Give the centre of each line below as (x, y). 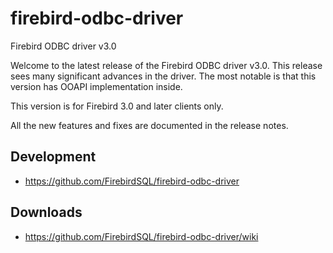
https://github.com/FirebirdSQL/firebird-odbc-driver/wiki (141, 236)
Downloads (46, 212)
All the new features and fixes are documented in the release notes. (149, 125)
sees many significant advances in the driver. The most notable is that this (163, 76)
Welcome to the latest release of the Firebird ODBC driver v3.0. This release (166, 65)
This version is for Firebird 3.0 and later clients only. (117, 106)
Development (53, 157)
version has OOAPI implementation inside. (96, 86)
